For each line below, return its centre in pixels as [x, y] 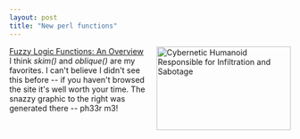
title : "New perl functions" [63, 26]
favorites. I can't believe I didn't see [75, 70]
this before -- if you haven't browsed [77, 79]
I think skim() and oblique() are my [72, 61]
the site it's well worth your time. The [77, 89]
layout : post [33, 17]
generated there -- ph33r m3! [64, 108]
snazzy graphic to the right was [67, 98]
